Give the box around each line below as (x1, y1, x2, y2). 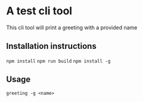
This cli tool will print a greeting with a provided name (6, 24, 138, 31)
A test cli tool (6, 4, 73, 18)
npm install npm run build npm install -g (6, 58, 111, 64)
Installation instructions (6, 41, 97, 51)
